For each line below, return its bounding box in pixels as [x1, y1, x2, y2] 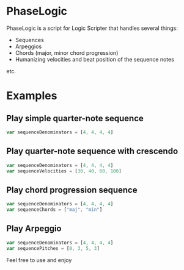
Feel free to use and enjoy [6, 256, 72, 263]
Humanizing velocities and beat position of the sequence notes [15, 55, 174, 63]
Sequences [15, 36, 44, 43]
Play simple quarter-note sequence [6, 113, 144, 123]
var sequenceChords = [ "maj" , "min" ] [6, 207, 103, 213]
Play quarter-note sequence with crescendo [6, 146, 178, 157]
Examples [6, 89, 57, 103]
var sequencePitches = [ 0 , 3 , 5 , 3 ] [6, 245, 100, 251]
